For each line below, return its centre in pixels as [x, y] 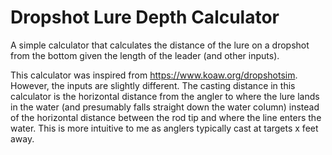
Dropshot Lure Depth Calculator [145, 17]
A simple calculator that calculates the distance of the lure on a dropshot [160, 45]
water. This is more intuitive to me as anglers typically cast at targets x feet [164, 128]
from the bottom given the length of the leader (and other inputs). [145, 55]
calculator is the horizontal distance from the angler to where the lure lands [165, 96]
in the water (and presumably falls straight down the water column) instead [165, 107]
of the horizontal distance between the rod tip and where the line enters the [166, 117]
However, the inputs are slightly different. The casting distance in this [153, 85]
